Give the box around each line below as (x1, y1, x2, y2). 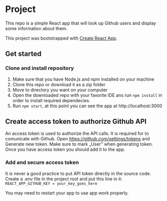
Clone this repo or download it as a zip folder (12, 81, 106, 87)
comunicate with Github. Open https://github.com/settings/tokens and (5, 136, 150, 142)
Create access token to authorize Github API (5, 117, 147, 126)
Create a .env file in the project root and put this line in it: (5, 175, 123, 181)
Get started (5, 50, 42, 58)
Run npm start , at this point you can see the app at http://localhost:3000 (12, 103, 162, 109)
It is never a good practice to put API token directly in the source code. (5, 170, 151, 176)
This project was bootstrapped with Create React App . (5, 35, 118, 41)
